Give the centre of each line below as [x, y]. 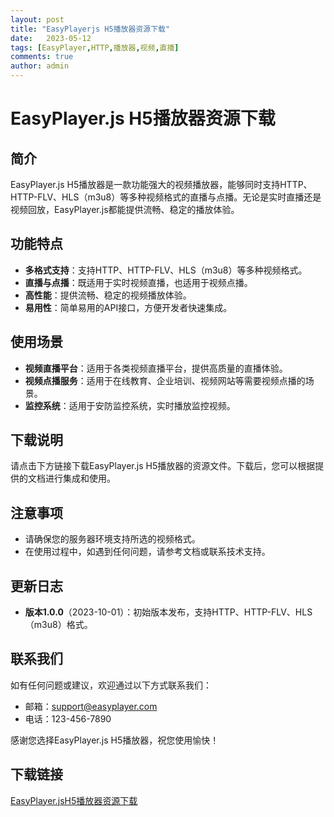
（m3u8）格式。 [58, 625]
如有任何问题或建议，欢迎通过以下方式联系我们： [111, 685]
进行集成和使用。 [80, 478]
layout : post [37, 19]
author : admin [40, 66]
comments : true [42, 57]
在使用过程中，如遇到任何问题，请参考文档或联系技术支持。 [147, 552]
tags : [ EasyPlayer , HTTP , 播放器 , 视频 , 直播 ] [95, 47]
